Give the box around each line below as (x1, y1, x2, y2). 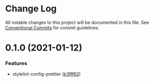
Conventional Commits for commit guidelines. (5, 24, 99, 30)
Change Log (5, 3, 57, 14)
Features (5, 60, 28, 67)
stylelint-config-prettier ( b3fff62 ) (12, 71, 81, 77)
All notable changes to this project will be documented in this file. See (5, 19, 149, 25)
